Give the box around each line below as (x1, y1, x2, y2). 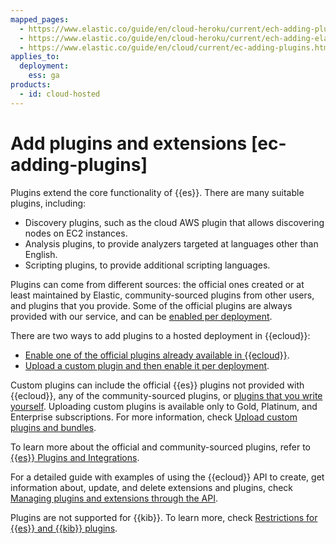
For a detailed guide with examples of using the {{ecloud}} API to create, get (10, 471, 325, 483)
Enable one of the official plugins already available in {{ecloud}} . (24, 349, 290, 361)
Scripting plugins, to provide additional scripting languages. (24, 259, 271, 271)
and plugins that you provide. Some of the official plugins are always (10, 299, 293, 311)
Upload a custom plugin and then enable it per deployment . (24, 359, 270, 371)
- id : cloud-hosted (19, 89, 101, 99)
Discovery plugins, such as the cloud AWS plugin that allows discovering (24, 216, 325, 228)
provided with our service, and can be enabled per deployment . (10, 310, 273, 322)
